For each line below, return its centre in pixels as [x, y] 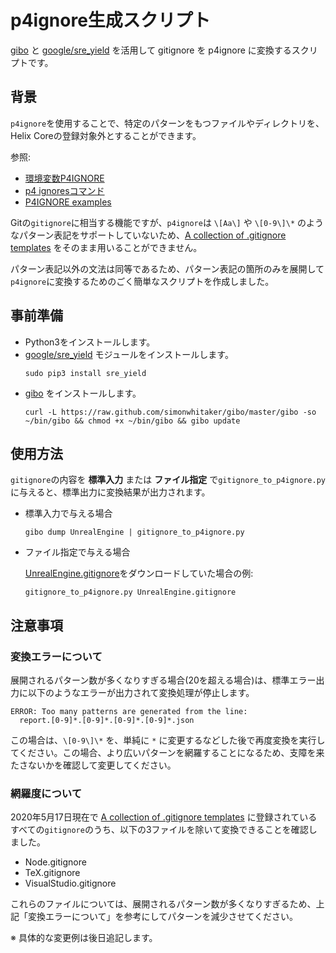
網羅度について [46, 793]
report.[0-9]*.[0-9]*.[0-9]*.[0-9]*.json [107, 721]
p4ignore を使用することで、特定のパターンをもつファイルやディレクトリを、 [167, 123]
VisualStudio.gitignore [70, 883]
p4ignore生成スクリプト [110, 20]
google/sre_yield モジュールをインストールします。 [129, 354]
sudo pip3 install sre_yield [85, 373]
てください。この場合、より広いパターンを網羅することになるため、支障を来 [167, 753]
